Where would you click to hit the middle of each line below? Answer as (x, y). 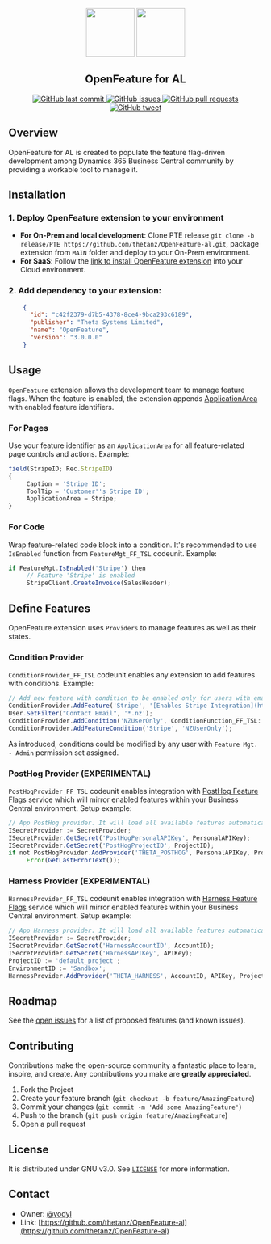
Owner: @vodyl (46, 1213)
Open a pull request (53, 1124)
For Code (27, 527)
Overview (33, 133)
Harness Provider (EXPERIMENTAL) (79, 881)
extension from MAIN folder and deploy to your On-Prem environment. (135, 253)
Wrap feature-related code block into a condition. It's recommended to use (133, 545)
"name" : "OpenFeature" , (70, 330)
